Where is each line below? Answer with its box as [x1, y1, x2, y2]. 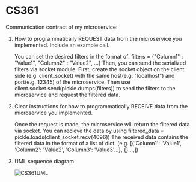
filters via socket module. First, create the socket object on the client [14, 65, 185, 72]
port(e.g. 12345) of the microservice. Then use [14, 78, 130, 86]
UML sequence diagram [14, 157, 75, 165]
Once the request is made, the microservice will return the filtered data [14, 120, 190, 128]
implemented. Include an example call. [14, 41, 110, 48]
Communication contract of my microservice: [5, 23, 118, 31]
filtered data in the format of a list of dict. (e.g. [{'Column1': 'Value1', [14, 139, 182, 147]
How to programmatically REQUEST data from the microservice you [14, 35, 182, 42]
